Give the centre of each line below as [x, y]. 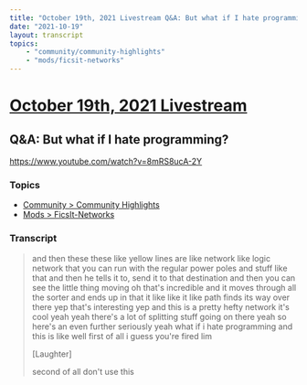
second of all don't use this [83, 371]
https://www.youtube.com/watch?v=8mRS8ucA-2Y [106, 161]
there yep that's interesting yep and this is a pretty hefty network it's [160, 306]
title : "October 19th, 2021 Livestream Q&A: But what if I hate [134, 18]
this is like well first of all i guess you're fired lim [122, 336]
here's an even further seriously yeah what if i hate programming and [162, 326]
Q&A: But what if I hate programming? [119, 139]
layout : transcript [47, 35]
